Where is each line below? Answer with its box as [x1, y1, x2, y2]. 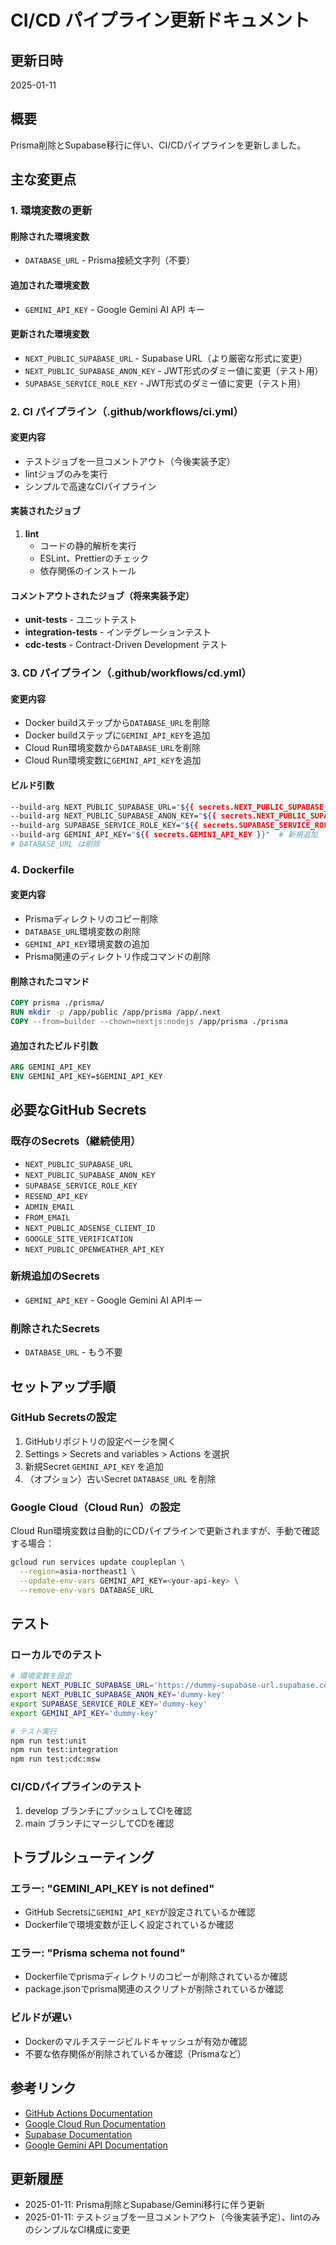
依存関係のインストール [39, 565, 137, 577]
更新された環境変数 [10, 328, 90, 340]
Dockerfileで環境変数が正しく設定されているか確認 [24, 1919, 235, 1931]
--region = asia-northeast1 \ [19, 1567, 137, 1577]
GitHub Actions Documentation [24, 2107, 153, 2119]
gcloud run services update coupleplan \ [10, 1557, 186, 1568]
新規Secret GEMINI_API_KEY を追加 [24, 1460, 164, 1472]
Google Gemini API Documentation [24, 2139, 168, 2151]
